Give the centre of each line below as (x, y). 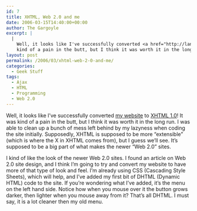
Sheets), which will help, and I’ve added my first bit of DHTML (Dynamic (93, 176)
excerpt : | (19, 33)
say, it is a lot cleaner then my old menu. (55, 201)
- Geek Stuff (27, 72)
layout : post (22, 55)
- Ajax (19, 83)
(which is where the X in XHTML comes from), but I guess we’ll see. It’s (92, 140)
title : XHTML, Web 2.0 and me (43, 17)
